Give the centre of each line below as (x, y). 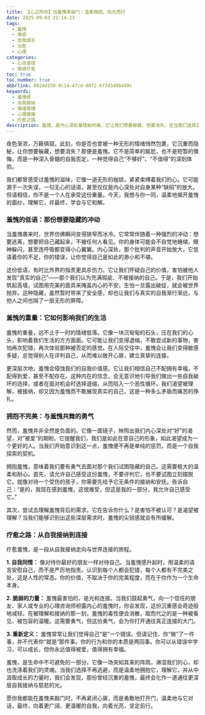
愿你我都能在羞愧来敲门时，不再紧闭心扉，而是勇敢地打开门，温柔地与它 (97, 698)
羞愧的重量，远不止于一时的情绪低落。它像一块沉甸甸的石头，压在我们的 (97, 332)
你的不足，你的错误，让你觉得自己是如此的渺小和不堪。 (86, 257)
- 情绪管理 (24, 108)
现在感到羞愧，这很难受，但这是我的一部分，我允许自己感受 (116, 490)
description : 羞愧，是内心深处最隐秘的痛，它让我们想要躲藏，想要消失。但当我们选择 (101, 126)
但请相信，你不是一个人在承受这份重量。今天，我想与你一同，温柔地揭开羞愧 (103, 195)
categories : (21, 57)
